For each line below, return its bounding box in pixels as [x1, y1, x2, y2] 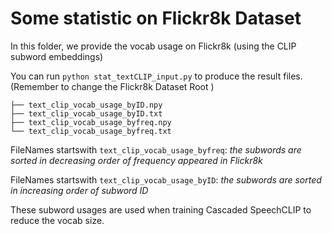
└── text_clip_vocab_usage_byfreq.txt [10, 126, 172, 136]
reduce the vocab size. [10, 214, 105, 226]
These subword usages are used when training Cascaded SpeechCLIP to [10, 203, 312, 216]
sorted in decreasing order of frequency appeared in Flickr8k [10, 154, 263, 166]
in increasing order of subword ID [10, 184, 149, 196]
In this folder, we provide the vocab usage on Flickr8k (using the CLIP [10, 40, 297, 52]
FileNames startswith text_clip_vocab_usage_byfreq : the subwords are [10, 143, 302, 156]
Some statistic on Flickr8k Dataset [10, 7, 302, 30]
